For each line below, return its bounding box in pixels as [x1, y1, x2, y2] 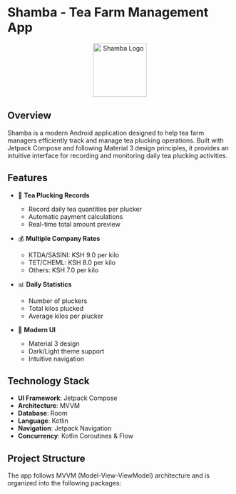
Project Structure [7, 452, 86, 464]
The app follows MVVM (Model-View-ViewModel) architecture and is [7, 471, 210, 480]
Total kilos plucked [28, 304, 84, 312]
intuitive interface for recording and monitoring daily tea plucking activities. [7, 151, 228, 160]
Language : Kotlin [17, 416, 69, 425]
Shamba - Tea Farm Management [7, 4, 209, 21]
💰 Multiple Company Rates [17, 234, 101, 242]
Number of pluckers [28, 297, 88, 305]
